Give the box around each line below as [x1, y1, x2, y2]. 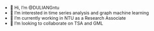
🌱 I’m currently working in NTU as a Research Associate [10, 15, 126, 21]
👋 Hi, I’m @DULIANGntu [10, 5, 59, 10]
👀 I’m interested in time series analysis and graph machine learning [10, 10, 149, 16]
